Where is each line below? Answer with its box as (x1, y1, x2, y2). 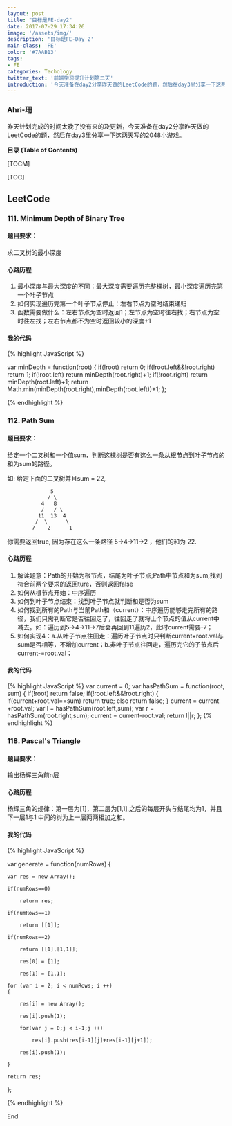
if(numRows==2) (7, 933, 51, 940)
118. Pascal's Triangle (7, 735, 81, 745)
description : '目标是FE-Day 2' (7, 36, 95, 43)
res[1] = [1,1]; (19, 970, 67, 977)
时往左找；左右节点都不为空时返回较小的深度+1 (17, 316, 151, 325)
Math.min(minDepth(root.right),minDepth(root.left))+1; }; (7, 385, 167, 393)
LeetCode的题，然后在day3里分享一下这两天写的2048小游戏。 (7, 131, 185, 139)
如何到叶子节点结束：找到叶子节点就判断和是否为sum (17, 597, 169, 605)
